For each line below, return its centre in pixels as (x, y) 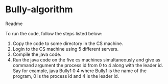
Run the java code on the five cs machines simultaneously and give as (87, 59)
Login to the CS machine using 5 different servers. (66, 49)
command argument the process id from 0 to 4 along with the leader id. (88, 65)
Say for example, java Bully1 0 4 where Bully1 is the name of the (80, 71)
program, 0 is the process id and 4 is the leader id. (66, 76)
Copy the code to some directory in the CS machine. (68, 43)
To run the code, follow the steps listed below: (54, 33)
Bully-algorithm (39, 9)
